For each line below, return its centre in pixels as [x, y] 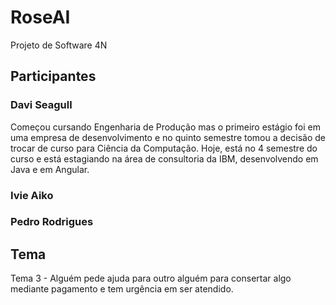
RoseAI [40, 17]
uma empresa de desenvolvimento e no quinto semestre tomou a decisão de [168, 137]
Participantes [53, 76]
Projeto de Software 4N [59, 45]
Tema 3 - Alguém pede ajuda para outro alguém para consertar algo [151, 278]
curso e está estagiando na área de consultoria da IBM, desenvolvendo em [164, 158]
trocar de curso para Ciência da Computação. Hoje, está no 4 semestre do [164, 148]
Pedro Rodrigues [52, 222]
